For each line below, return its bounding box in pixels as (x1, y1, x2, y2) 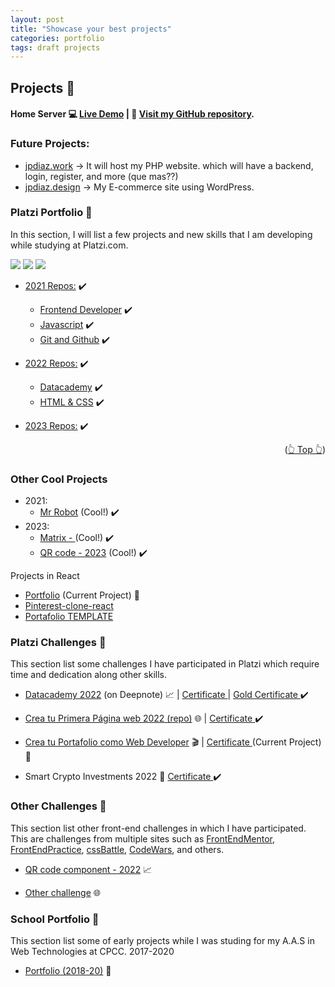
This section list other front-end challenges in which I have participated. (10, 822, 307, 834)
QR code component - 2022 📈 (24, 863, 153, 875)
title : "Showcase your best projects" (10, 24, 172, 34)
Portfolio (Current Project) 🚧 (24, 589, 140, 601)
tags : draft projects (10, 42, 101, 53)
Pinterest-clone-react (24, 600, 114, 612)
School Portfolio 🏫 (10, 912, 100, 926)
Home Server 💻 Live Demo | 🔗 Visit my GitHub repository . (10, 108, 255, 120)
